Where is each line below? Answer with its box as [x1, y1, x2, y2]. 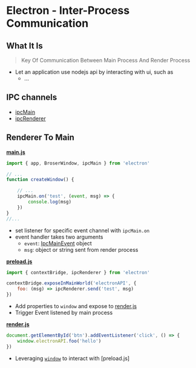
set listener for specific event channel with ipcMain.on [15, 226, 150, 234]
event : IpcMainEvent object [24, 240, 92, 247]
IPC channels [6, 92, 57, 103]
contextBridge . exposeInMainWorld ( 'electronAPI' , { [6, 280, 137, 286]
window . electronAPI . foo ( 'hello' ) [17, 338, 102, 344]
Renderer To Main [6, 133, 74, 143]
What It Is [6, 41, 44, 51]
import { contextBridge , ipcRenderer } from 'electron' [6, 269, 150, 275]
